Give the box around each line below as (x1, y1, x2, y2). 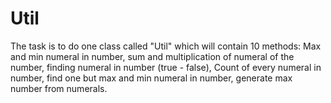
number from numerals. (10, 82, 108, 94)
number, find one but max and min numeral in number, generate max (10, 72, 293, 84)
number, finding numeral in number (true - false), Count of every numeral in (10, 61, 322, 73)
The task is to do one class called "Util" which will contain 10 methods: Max (10, 40, 322, 52)
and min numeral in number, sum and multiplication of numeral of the (10, 50, 295, 62)
